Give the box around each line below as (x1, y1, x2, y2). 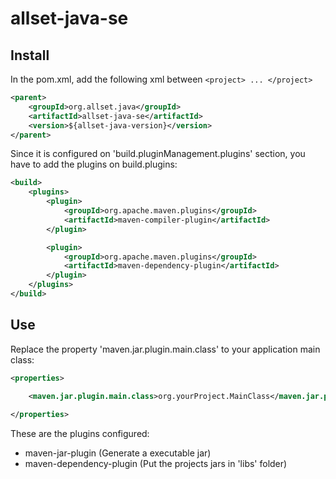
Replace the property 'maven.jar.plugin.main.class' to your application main (10, 343, 321, 355)
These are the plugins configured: (10, 428, 150, 440)
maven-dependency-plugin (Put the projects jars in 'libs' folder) (24, 458, 288, 470)
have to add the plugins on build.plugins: (10, 158, 178, 171)
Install (10, 47, 50, 64)
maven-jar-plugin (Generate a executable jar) (24, 447, 212, 459)
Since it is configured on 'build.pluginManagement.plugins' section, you (10, 148, 306, 160)
